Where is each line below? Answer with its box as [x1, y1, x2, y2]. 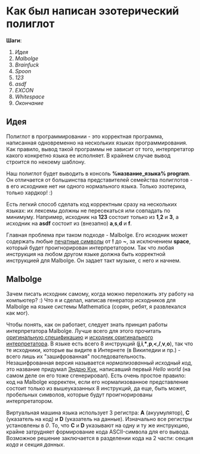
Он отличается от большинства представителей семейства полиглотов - [6, 176, 193, 184]
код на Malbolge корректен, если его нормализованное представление [6, 378, 189, 385]
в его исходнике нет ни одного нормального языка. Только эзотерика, [6, 182, 187, 190]
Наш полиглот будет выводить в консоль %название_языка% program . [6, 170, 191, 177]
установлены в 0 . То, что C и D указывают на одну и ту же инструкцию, [6, 422, 190, 429]
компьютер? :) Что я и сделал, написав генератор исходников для [6, 296, 176, 303]
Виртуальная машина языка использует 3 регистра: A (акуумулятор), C [6, 409, 190, 416]
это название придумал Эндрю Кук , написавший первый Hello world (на [6, 365, 191, 372]
